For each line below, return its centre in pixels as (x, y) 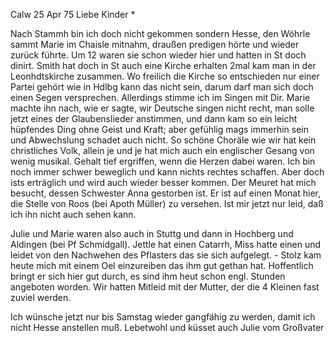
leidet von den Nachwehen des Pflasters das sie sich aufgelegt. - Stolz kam (166, 255)
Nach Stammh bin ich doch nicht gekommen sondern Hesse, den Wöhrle (160, 33)
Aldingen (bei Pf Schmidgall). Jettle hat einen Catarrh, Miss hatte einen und (166, 244)
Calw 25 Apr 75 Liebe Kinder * (73, 14)
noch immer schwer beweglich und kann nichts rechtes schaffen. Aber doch (167, 172)
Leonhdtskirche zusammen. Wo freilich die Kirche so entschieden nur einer (165, 76)
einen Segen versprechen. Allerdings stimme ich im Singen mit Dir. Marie (160, 97)
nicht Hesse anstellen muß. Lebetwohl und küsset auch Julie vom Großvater (167, 327)
